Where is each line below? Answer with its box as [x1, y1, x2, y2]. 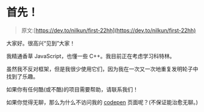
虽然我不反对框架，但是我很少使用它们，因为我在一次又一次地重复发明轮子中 [6, 65, 199, 73]
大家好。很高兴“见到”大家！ [6, 39, 76, 47]
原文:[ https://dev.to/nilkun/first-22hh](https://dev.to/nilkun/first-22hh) [21, 27, 196, 34]
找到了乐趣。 [6, 73, 38, 80]
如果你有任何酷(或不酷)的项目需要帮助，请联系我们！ [6, 85, 139, 93]
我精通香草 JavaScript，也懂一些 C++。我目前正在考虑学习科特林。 [6, 52, 175, 59]
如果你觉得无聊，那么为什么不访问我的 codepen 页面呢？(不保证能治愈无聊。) [6, 98, 199, 106]
